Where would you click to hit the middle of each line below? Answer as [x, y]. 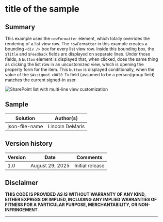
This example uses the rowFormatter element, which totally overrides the [78, 38]
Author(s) [66, 118]
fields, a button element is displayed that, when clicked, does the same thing [81, 59]
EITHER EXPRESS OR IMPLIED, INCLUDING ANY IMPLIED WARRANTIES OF [81, 200]
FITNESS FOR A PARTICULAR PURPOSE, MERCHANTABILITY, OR [71, 205]
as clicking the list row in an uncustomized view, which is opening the [74, 64]
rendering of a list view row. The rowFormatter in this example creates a [76, 44]
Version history [29, 144]
